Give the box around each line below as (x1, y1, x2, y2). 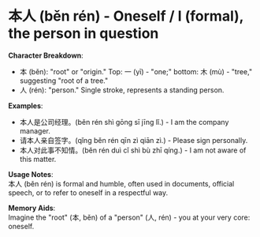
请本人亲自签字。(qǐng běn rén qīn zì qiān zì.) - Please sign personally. (19, 135, 248, 145)
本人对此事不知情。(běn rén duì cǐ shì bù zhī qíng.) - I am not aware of (19, 145, 247, 155)
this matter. (19, 154, 57, 164)
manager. (19, 126, 51, 135)
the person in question (8, 24, 159, 43)
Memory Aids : (8, 203, 56, 213)
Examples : (8, 100, 43, 111)
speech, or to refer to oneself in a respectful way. (8, 187, 169, 197)
